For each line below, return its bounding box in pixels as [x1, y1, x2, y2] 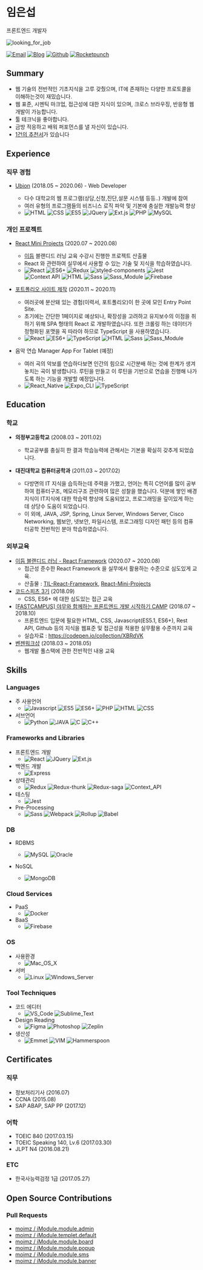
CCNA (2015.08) [15, 1095, 56, 1102]
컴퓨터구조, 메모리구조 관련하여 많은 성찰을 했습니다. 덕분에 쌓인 [35, 487, 186, 495]
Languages [6, 684, 41, 692]
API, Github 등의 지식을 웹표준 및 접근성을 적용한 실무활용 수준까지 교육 [24, 624, 193, 631]
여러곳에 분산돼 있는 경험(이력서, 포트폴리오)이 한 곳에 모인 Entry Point [24, 298, 191, 305]
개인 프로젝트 [6, 225, 42, 234]
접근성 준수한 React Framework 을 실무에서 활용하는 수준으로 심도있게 [24, 565, 191, 572]
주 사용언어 [15, 698, 42, 705]
